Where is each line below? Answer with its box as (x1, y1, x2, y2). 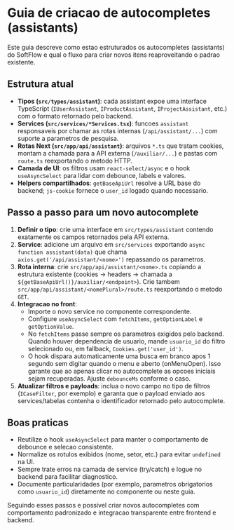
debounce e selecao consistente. (17, 443, 114, 451)
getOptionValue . (27, 322, 74, 330)
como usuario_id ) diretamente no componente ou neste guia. (17, 487, 195, 496)
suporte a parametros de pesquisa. (17, 134, 119, 142)
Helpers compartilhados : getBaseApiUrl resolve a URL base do (17, 179, 201, 187)
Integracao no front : (17, 299, 77, 308)
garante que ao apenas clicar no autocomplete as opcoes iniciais (27, 367, 216, 375)
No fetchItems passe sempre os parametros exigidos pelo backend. (27, 329, 224, 338)
